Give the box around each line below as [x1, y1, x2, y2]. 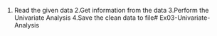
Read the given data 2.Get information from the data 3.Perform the [14, 6, 209, 14]
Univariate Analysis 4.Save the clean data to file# [14, 13, 159, 22]
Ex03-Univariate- [159, 13, 211, 22]
